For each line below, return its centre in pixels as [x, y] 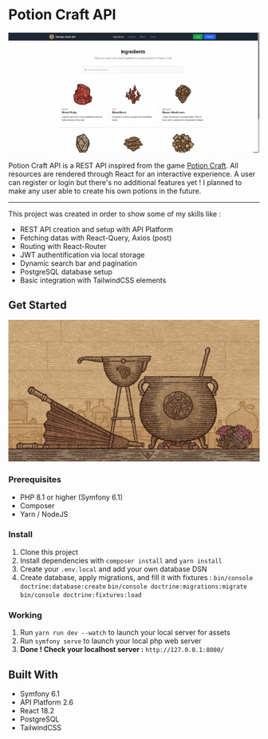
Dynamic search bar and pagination [79, 263]
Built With [33, 675]
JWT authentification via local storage [82, 255]
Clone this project [49, 551]
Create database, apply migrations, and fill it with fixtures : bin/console [136, 577]
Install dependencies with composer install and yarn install [121, 560]
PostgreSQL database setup [66, 271]
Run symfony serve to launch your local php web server [110, 641]
